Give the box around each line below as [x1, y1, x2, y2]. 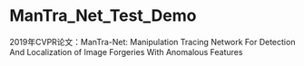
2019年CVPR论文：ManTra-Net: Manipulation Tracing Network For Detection [9, 36, 296, 47]
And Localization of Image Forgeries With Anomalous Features [9, 46, 243, 57]
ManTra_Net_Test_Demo [9, 5, 197, 26]
